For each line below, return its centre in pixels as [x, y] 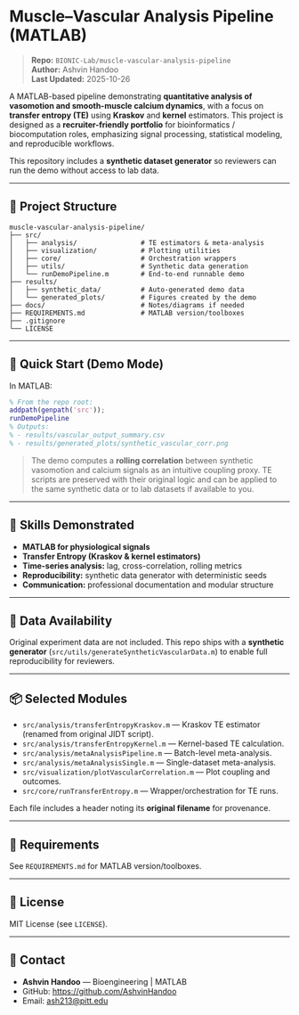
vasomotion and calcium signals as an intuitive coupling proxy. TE [152, 470]
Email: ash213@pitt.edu [65, 1001]
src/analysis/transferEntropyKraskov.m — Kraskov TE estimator [141, 724]
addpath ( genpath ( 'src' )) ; [57, 410]
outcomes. [42, 782]
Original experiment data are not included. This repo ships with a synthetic [147, 643]
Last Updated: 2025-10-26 [81, 78]
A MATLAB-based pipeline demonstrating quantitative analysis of [131, 96]
